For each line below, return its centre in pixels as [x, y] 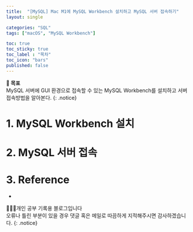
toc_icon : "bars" [27, 60]
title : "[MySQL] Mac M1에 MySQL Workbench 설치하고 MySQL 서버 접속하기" [93, 11]
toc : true [18, 44]
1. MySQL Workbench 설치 [70, 123]
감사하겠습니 [172, 216]
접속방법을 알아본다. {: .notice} [42, 97]
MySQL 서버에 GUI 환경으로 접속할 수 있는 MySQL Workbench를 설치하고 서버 [97, 90]
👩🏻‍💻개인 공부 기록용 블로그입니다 [44, 208]
